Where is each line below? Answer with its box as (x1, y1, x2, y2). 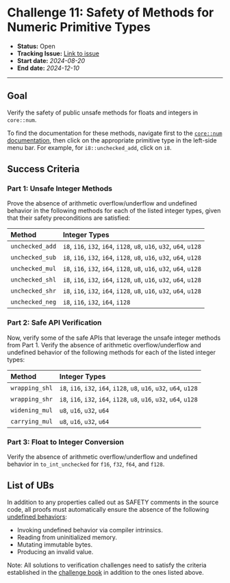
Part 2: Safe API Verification (7, 318, 102, 327)
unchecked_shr (10, 287, 57, 295)
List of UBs (7, 480, 55, 491)
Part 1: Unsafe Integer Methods (7, 184, 113, 193)
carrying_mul (10, 417, 53, 425)
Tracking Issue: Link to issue (16, 49, 99, 58)
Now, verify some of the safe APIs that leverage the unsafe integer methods (7, 334, 221, 342)
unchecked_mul (10, 265, 57, 273)
